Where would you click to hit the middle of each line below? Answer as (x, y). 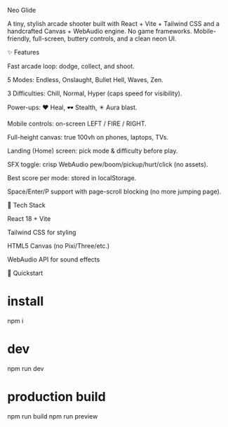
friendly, (19, 39)
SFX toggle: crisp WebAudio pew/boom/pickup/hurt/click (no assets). (108, 164)
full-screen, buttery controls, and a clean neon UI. (105, 39)
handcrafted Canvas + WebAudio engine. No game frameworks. (100, 31)
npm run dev (26, 368)
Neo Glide (22, 10)
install (26, 301)
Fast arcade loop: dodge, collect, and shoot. (71, 66)
